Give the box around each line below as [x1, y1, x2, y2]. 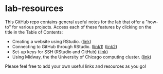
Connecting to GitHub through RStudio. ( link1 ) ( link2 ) [12, 44, 118, 49]
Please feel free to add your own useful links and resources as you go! [5, 63, 146, 69]
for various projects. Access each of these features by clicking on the [12, 24, 152, 30]
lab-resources [5, 3, 64, 14]
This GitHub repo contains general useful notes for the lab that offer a [5, 19, 145, 25]
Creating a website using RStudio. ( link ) [12, 38, 91, 44]
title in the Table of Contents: [5, 29, 63, 35]
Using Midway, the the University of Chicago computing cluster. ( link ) [12, 54, 152, 59]
